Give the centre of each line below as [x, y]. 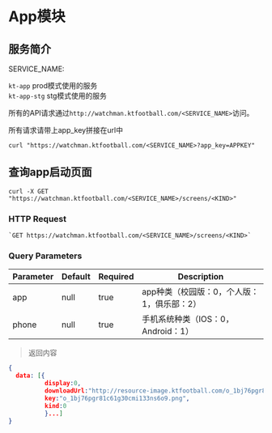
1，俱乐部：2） [171, 304]
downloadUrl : [66, 391]
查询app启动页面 [50, 172]
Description [201, 277]
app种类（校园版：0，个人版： [200, 292]
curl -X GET [28, 191]
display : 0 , [63, 384]
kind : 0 [55, 405]
